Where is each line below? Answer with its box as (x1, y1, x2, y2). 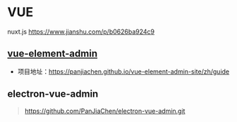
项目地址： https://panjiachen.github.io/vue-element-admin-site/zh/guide (17, 67, 230, 76)
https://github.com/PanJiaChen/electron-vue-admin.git (24, 107, 186, 115)
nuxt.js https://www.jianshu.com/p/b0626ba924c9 (7, 27, 155, 36)
